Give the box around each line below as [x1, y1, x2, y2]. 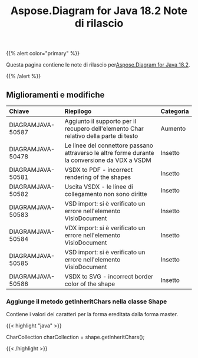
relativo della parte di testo [64, 132, 138, 140]
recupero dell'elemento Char [64, 125, 144, 132]
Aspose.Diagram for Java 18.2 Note [11, 4, 187, 18]
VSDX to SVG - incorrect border [64, 273, 154, 280]
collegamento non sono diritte [64, 190, 147, 198]
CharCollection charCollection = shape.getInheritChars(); [6, 334, 145, 341]
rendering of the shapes [64, 173, 131, 181]
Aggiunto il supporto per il [64, 117, 137, 125]
